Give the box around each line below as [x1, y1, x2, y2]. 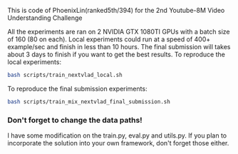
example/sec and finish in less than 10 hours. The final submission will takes [7, 43, 231, 51]
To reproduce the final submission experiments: [7, 84, 148, 93]
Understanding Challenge [7, 14, 83, 22]
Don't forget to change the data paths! [7, 115, 143, 125]
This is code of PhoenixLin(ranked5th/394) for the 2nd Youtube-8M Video [7, 6, 225, 14]
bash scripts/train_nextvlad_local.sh [7, 71, 123, 78]
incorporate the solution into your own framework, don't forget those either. [7, 139, 229, 148]
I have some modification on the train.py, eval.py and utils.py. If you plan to [7, 131, 227, 140]
